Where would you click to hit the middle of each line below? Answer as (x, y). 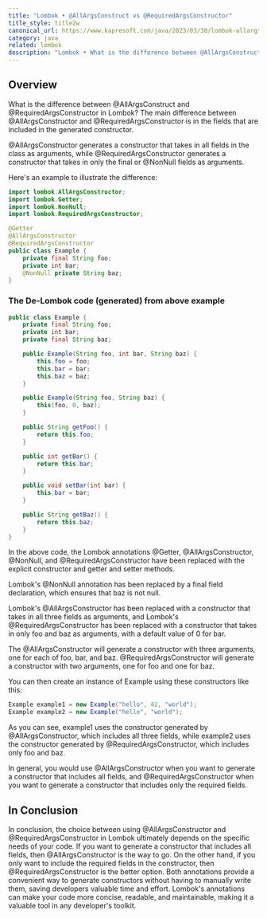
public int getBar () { (60, 456)
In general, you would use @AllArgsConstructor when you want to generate (132, 768)
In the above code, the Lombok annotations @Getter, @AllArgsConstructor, (131, 552)
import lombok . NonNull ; (48, 207)
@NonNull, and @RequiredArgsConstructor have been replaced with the (126, 561)
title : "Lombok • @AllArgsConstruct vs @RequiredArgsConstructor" (120, 16)
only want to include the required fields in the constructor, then (111, 863)
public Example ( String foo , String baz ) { (94, 398)
